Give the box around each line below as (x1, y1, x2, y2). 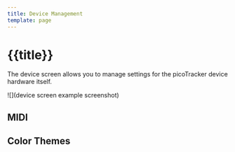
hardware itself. (7, 78, 53, 86)
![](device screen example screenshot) (7, 91, 119, 99)
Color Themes (7, 135, 71, 147)
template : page (7, 17, 52, 24)
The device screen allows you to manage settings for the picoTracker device (7, 70, 228, 78)
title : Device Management (7, 10, 83, 18)
